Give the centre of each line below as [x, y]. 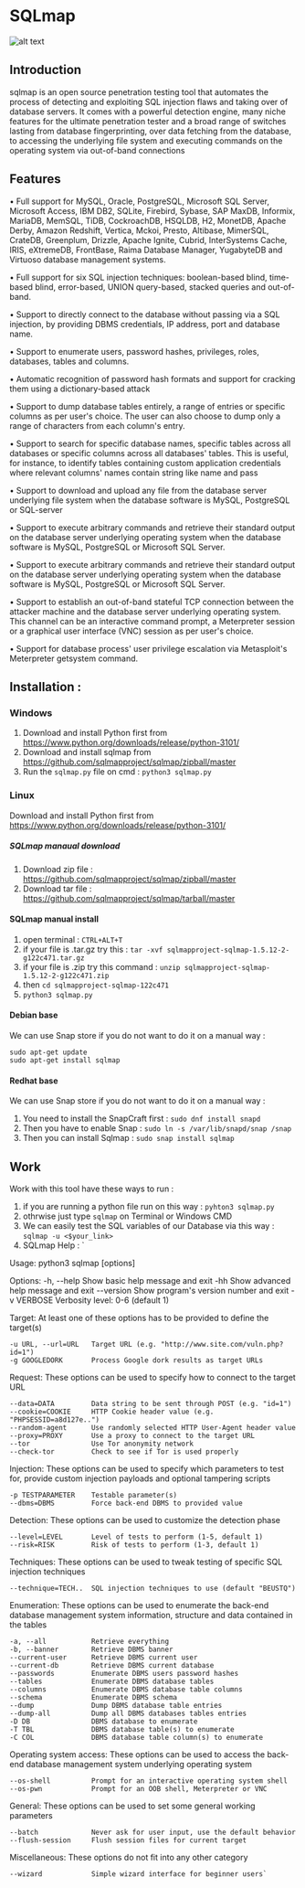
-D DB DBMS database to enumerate [104, 1721]
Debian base [34, 1015]
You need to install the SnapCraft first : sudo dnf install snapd [142, 1119]
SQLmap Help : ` [53, 1245]
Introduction [46, 70]
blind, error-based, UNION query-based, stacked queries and [151, 287]
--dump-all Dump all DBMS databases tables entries [128, 1713]
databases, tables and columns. [69, 361]
